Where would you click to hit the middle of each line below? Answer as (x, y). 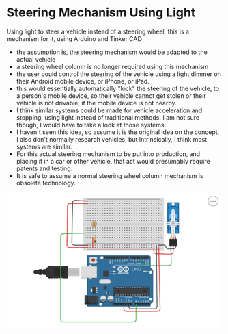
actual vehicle (36, 59)
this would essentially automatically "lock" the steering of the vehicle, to (118, 88)
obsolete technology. (46, 183)
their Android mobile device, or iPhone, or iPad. (83, 81)
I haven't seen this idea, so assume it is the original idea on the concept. (118, 132)
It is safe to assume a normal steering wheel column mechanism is (110, 175)
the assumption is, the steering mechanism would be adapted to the (112, 52)
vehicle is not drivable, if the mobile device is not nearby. (96, 103)
